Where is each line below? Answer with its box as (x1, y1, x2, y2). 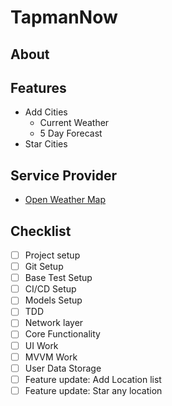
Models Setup (24, 294, 83, 306)
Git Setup (24, 261, 64, 273)
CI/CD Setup (24, 283, 77, 295)
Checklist (10, 222, 72, 240)
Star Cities (24, 138, 68, 150)
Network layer (24, 317, 84, 329)
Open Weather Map (24, 194, 106, 206)
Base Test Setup (24, 272, 93, 284)
